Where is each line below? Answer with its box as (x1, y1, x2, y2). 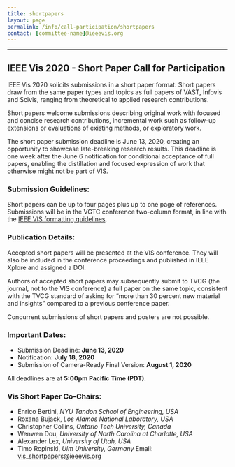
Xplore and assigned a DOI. (7, 263, 86, 272)
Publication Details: (7, 232, 76, 242)
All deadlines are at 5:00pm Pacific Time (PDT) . (7, 374, 147, 383)
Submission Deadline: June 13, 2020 (17, 346, 124, 354)
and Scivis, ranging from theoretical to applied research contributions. (7, 96, 209, 104)
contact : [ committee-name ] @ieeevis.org (7, 29, 124, 37)
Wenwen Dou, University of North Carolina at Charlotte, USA (17, 430, 194, 438)
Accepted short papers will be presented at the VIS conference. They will (7, 249, 218, 257)
